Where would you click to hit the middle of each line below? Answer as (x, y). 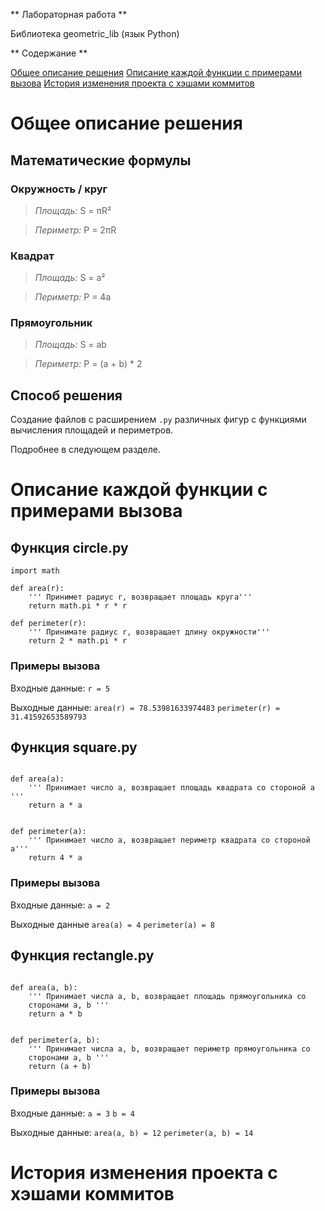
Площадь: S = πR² (73, 210)
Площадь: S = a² (70, 278)
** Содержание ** (49, 53)
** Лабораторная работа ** (69, 14)
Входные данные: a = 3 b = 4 (73, 1113)
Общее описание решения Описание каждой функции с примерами (156, 72)
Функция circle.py (69, 547)
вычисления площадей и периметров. (92, 430)
